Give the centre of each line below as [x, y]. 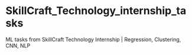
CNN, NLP [18, 46]
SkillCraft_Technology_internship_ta [96, 11]
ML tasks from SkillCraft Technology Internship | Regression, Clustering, [93, 39]
